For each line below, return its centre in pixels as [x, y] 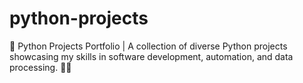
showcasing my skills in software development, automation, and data [151, 56]
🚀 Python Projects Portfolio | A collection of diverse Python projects [148, 46]
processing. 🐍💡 [40, 67]
